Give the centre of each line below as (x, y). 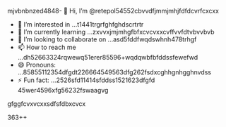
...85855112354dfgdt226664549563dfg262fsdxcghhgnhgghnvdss (114, 72)
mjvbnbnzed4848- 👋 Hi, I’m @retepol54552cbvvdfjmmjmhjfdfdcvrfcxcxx (113, 11)
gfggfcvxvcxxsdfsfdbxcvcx (47, 104)
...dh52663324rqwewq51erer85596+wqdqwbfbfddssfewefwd (108, 57)
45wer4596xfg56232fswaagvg (63, 90)
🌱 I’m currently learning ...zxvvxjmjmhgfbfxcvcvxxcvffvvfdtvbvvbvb (116, 32)
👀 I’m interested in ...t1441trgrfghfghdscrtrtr (81, 24)
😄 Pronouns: (37, 65)
